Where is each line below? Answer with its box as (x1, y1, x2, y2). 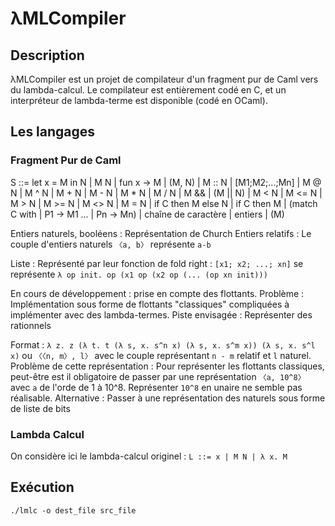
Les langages (10, 123, 96, 141)
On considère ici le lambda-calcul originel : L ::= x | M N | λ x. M (10, 450, 288, 462)
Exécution (10, 479, 75, 496)
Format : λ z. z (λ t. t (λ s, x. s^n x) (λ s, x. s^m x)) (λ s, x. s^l (10, 338, 316, 351)
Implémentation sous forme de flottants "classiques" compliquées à (10, 298, 290, 310)
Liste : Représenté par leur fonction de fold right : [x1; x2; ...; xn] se (10, 257, 304, 269)
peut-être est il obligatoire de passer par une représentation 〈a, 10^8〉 (10, 370, 306, 382)
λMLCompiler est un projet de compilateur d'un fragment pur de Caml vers (10, 73, 319, 85)
